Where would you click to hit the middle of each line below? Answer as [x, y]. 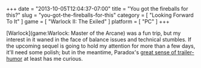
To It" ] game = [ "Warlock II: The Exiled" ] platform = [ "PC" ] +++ [88, 21]
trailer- [186, 52]
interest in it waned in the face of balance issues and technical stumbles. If [99, 39]
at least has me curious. [53, 59]
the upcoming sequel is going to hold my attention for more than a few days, [101, 46]
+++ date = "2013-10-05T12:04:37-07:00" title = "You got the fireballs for [97, 9]
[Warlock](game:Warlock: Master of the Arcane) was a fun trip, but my [94, 33]
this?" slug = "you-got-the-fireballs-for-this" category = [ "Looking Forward [100, 15]
